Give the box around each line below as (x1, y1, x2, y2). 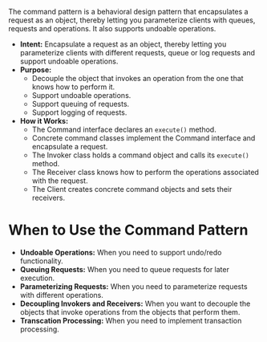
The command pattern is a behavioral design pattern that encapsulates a (8, 7, 249, 16)
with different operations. (19, 290, 104, 299)
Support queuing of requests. (31, 100, 130, 108)
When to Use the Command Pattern (8, 221, 249, 239)
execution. (19, 273, 55, 283)
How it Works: (19, 116, 69, 125)
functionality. (19, 256, 63, 266)
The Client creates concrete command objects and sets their (31, 185, 233, 193)
